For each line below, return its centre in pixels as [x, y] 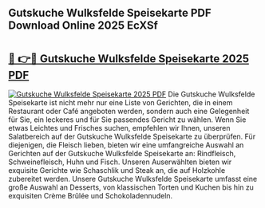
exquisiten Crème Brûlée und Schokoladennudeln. [91, 196]
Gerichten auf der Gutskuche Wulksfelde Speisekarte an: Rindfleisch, [122, 153]
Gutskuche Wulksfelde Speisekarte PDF [110, 13]
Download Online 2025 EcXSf [83, 26]
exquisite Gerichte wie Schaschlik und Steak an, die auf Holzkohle [117, 170]
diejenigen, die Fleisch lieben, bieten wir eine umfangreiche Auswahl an [126, 145]
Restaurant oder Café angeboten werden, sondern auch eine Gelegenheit [129, 111]
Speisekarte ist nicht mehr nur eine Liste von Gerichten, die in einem [121, 102]
